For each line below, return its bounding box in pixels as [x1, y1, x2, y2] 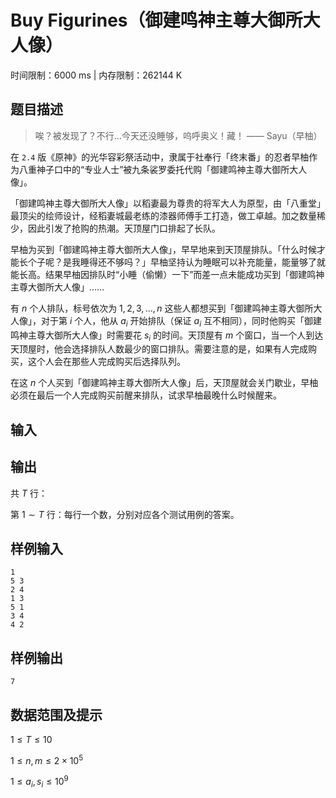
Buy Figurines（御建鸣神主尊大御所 [10, 9, 303, 32]
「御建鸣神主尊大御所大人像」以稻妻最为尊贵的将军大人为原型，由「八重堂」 [10, 197, 326, 209]
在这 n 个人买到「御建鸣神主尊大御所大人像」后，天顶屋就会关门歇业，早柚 [10, 377, 319, 389]
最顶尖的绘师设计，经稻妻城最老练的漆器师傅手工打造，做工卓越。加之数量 [10, 209, 317, 221]
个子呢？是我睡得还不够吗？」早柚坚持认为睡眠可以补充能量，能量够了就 [27, 256, 326, 268]
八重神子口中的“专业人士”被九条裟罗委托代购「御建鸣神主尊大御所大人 [18, 163, 308, 175]
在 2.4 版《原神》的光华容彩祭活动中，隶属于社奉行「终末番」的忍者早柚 [10, 151, 310, 163]
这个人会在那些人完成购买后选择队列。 [27, 356, 186, 368]
